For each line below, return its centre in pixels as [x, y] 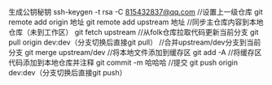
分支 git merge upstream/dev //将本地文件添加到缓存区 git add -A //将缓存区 [135, 52]
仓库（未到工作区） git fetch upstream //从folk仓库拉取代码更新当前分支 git [134, 32]
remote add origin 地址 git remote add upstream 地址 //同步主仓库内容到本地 [136, 22]
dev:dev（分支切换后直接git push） [68, 72]
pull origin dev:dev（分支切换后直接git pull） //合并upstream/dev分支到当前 [135, 42]
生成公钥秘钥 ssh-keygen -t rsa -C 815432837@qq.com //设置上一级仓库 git [136, 12]
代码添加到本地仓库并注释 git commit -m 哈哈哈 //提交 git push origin [123, 62]
